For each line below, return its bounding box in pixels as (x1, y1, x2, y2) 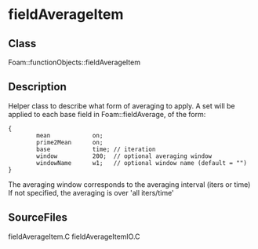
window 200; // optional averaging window (36, 152, 213, 160)
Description (8, 80, 67, 93)
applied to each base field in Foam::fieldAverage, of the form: (8, 109, 206, 119)
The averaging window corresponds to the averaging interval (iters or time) (8, 179, 251, 189)
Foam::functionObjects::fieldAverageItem (8, 57, 141, 67)
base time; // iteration (36, 145, 156, 153)
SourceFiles (8, 211, 68, 225)
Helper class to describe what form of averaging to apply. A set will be (8, 101, 235, 111)
